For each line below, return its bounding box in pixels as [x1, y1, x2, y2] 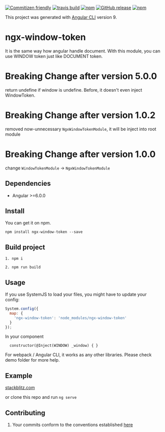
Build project [5, 243, 45, 251]
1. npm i [5, 256, 23, 261]
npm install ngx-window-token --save [5, 229, 83, 235]
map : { [9, 311, 23, 316]
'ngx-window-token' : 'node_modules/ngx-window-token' [14, 315, 127, 321]
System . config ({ [5, 306, 39, 311]
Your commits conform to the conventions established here [12, 422, 133, 428]
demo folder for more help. [5, 357, 60, 363]
